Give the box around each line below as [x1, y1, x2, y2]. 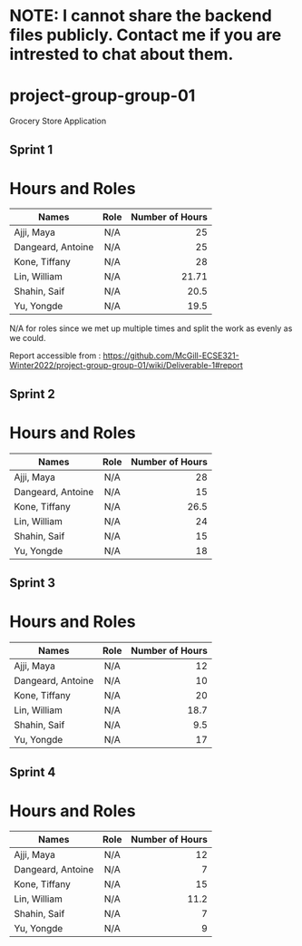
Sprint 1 [9, 141, 54, 157]
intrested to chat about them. [9, 44, 234, 64]
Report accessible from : [9, 350, 102, 361]
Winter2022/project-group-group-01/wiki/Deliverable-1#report [9, 360, 243, 371]
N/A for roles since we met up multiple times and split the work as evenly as [9, 323, 293, 334]
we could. [9, 333, 46, 344]
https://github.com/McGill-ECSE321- [102, 350, 239, 361]
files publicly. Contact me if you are [9, 24, 282, 45]
